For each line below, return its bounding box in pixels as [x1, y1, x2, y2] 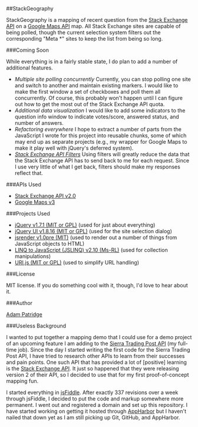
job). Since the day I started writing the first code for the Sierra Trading [18, 346, 190, 353]
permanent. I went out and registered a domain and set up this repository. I [6, 402, 187, 408]
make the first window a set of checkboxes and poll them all [14, 88, 161, 95]
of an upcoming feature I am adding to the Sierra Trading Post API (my [6, 340, 177, 347]
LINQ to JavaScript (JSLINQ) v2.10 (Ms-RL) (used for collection [14, 247, 168, 253]
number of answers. [14, 120, 64, 126]
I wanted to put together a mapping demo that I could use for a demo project [6, 334, 192, 340]
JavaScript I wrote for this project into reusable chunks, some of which [14, 132, 187, 139]
